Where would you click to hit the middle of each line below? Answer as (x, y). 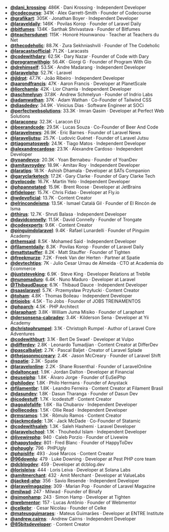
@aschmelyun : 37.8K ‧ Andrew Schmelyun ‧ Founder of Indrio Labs (81, 94)
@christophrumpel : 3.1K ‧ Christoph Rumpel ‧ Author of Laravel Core (83, 328)
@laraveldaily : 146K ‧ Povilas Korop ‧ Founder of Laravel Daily (76, 24)
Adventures (22, 334)
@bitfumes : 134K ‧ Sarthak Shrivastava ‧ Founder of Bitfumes (75, 29)
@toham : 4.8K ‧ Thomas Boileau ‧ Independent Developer (71, 296)
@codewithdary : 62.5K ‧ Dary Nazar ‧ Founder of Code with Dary (80, 56)
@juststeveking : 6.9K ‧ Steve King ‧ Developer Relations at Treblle (80, 274)
